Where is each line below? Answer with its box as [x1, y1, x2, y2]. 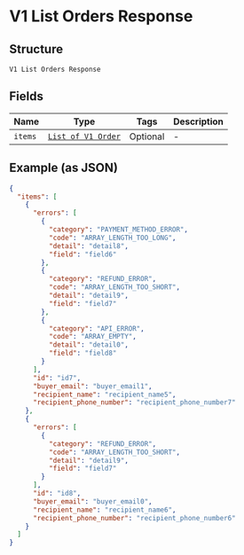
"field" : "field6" [48, 250, 117, 259]
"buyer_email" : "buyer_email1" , [32, 381, 153, 391]
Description [172, 115, 224, 128]
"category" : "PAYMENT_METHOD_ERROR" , [48, 225, 189, 234]
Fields [9, 89, 44, 104]
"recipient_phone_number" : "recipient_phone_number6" [32, 513, 237, 522]
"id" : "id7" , [32, 373, 82, 382]
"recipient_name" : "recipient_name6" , [32, 505, 177, 514]
